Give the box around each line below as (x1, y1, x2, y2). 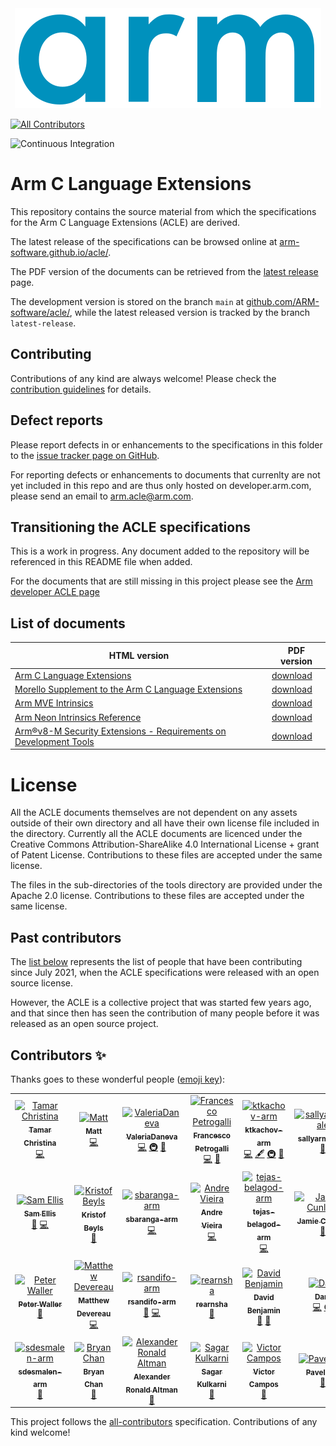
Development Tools (14, 735, 95, 747)
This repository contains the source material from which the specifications (10, 205, 317, 217)
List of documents (10, 615, 126, 632)
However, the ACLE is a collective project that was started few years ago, (10, 997, 312, 1009)
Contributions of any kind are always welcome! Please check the (10, 372, 277, 384)
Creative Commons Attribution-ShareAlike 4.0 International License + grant (10, 838, 320, 851)
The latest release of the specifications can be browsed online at (10, 235, 278, 247)
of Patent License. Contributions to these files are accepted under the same (10, 849, 323, 861)
